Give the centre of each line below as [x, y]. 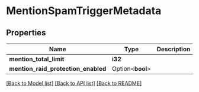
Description [174, 49]
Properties [26, 33]
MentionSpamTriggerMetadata [84, 11]
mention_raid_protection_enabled [58, 69]
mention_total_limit [37, 59]
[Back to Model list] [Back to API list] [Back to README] [74, 83]
